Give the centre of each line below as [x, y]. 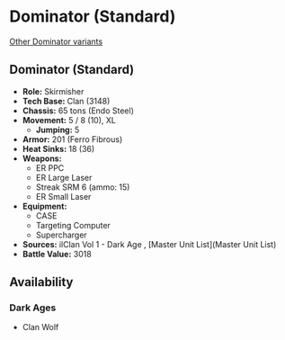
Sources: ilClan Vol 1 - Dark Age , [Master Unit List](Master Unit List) [149, 244]
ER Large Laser [64, 177]
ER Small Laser [63, 196]
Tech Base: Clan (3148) [66, 101]
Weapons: [42, 158]
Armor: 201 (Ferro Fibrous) [72, 139]
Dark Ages [33, 308]
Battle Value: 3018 [57, 254]
